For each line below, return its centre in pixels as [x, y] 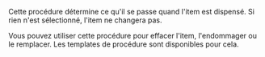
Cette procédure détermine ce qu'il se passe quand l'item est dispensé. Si [131, 12]
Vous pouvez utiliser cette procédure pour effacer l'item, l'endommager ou [132, 36]
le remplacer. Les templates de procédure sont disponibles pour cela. [124, 44]
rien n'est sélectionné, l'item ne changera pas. [86, 20]
